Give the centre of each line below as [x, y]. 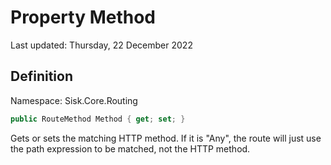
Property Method [83, 17]
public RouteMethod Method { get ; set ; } [98, 119]
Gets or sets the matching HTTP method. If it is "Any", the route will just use [166, 138]
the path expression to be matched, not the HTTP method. [130, 148]
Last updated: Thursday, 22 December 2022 [101, 45]
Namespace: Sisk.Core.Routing [74, 100]
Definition [41, 76]
